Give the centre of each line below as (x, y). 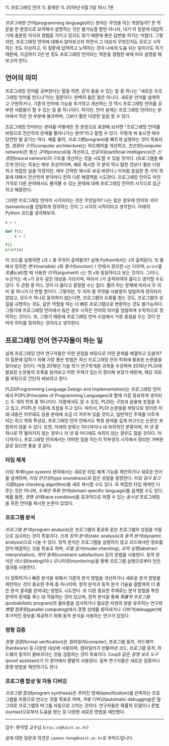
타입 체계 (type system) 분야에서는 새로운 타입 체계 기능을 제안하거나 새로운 (79, 472)
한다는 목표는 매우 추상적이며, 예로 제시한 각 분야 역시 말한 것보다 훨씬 (83, 164)
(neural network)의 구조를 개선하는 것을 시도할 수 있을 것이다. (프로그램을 (86, 158)
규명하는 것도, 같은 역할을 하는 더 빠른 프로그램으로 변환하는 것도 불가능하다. (89, 304)
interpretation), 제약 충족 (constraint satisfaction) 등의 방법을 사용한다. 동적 (80, 554)
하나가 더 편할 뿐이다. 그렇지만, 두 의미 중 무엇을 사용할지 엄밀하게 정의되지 (89, 292)
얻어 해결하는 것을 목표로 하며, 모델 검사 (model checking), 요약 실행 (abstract (81, 548)
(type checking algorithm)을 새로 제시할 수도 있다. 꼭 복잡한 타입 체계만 (84, 485)
